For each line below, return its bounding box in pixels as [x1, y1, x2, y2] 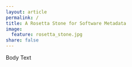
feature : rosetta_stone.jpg [11, 32, 83, 38]
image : [5, 26, 23, 32]
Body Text [5, 54, 32, 61]
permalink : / [5, 15, 39, 21]
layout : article [5, 9, 47, 15]
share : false [5, 37, 39, 43]
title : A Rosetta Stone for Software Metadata [5, 20, 127, 26]
